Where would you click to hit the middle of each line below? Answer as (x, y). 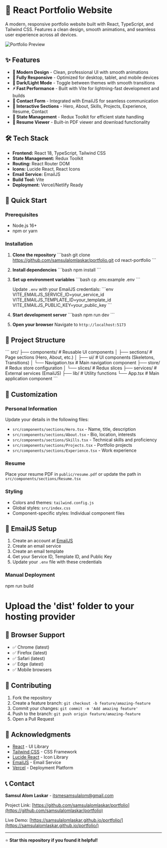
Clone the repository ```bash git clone (51, 255)
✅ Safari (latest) (29, 658)
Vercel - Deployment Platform (43, 768)
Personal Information (31, 408)
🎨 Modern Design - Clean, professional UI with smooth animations (80, 72)
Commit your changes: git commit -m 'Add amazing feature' (75, 708)
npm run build (19, 586)
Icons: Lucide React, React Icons (46, 169)
